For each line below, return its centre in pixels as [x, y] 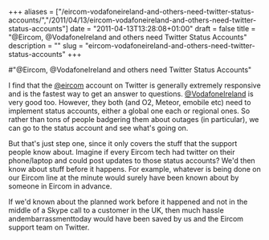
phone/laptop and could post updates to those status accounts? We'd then [132, 161]
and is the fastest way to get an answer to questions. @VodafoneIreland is [131, 94]
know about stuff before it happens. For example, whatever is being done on [134, 169]
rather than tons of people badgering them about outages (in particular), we [134, 119]
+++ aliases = [31, 12]
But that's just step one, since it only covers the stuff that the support [123, 143]
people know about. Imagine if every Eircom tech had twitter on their [122, 152]
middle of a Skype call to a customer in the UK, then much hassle [116, 210]
